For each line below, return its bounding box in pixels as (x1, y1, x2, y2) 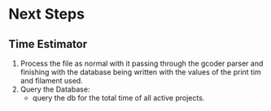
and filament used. (20, 76, 83, 85)
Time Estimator (8, 37, 88, 51)
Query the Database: (20, 84, 90, 94)
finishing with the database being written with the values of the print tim (20, 67, 262, 77)
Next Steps (8, 5, 85, 23)
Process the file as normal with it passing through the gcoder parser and (20, 58, 264, 68)
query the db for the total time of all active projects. (32, 93, 205, 102)
